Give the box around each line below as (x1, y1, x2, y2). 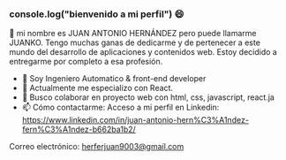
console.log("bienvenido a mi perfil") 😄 (9, 8, 184, 20)
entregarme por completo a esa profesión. (9, 57, 163, 67)
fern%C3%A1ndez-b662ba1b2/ (21, 124, 137, 135)
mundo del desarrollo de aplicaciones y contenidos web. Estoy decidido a (9, 47, 278, 57)
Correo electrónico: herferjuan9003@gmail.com (9, 141, 184, 152)
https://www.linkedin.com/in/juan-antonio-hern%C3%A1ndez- (21, 115, 250, 126)
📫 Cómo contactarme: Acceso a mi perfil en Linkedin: (21, 102, 220, 113)
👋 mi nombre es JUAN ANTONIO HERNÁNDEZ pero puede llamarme (9, 28, 257, 39)
